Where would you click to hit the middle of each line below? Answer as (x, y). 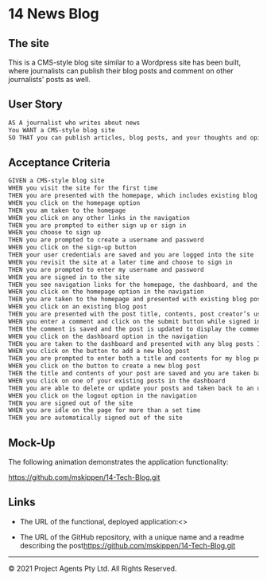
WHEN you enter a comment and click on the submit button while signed (129, 321)
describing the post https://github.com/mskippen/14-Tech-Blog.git (128, 545)
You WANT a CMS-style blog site (62, 130)
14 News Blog (54, 14)
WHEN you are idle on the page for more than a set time (104, 410)
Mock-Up (32, 443)
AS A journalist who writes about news (74, 123)
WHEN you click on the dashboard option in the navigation (108, 336)
